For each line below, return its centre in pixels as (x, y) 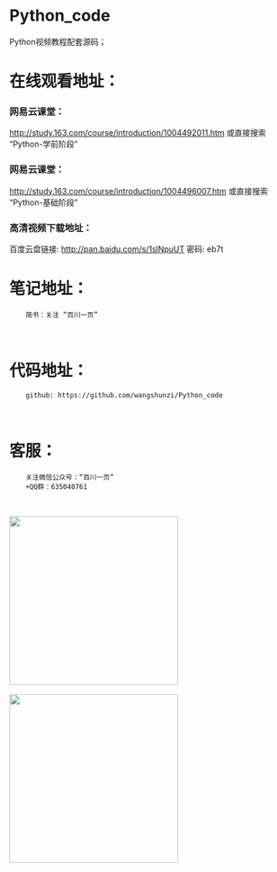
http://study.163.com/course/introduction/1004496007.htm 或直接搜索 (138, 191)
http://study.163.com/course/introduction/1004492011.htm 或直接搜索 (138, 133)
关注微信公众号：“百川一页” (70, 477)
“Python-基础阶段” (44, 202)
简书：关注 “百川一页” (62, 315)
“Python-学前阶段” (44, 144)
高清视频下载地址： (51, 227)
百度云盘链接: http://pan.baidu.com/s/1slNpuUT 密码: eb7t (116, 249)
